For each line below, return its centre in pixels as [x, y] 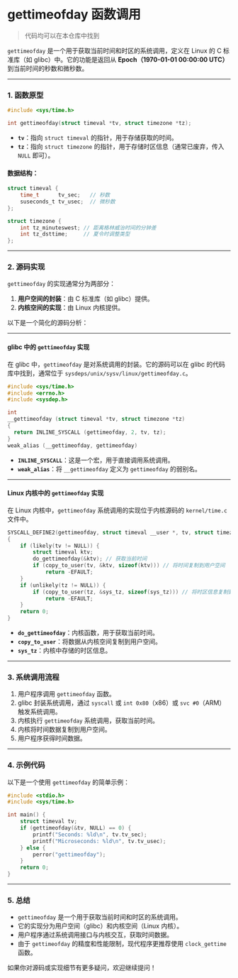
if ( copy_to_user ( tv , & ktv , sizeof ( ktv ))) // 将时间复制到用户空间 [129, 566]
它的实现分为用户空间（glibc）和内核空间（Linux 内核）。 [100, 926]
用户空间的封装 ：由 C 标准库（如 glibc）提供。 [85, 299]
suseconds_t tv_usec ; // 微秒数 [68, 202]
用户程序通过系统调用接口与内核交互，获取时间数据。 [95, 935]
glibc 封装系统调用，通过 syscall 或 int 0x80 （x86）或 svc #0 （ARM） [121, 703]
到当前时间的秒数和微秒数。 [48, 68]
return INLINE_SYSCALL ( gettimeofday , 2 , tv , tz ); [90, 432]
